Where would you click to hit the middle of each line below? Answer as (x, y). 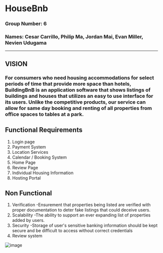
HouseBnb (27, 9)
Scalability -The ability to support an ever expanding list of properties (81, 215)
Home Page (24, 162)
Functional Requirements (44, 130)
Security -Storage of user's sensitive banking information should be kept (85, 226)
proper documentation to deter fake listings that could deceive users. (81, 210)
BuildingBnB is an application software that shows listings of (78, 90)
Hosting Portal (26, 178)
